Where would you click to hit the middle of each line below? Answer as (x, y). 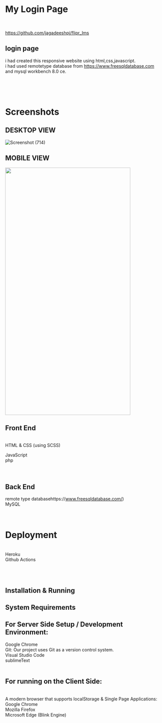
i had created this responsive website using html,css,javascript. (70, 61)
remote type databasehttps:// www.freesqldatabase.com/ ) (64, 499)
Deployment (31, 535)
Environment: (27, 632)
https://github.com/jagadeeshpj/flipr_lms (47, 33)
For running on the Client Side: (54, 682)
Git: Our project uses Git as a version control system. (59, 649)
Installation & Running (40, 590)
